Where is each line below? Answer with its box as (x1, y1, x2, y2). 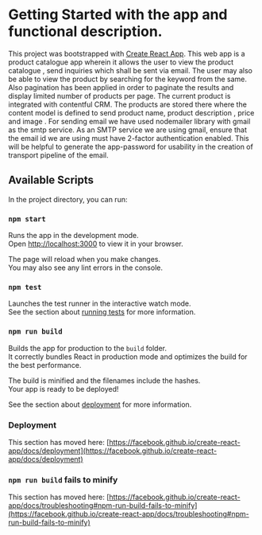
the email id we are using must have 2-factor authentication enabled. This (8, 133, 249, 143)
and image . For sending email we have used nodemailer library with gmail (8, 116, 251, 126)
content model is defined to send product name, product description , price (8, 107, 255, 117)
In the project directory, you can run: (8, 194, 128, 204)
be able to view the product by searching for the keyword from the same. (8, 74, 248, 84)
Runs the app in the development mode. (8, 231, 139, 240)
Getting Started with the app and (8, 6, 228, 24)
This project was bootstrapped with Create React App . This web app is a (8, 49, 245, 58)
